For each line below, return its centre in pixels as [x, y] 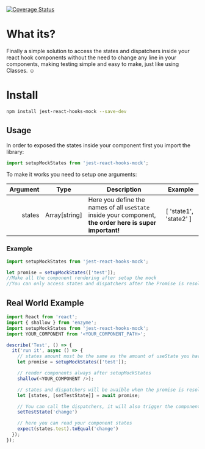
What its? [31, 34]
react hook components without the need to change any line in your [92, 57]
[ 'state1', [180, 211]
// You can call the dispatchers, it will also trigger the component [109, 406]
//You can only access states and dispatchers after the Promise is [95, 284]
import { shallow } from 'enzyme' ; [52, 323]
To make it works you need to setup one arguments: [72, 175]
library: [15, 151]
